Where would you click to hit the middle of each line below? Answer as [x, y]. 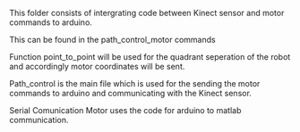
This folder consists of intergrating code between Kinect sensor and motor [147, 13]
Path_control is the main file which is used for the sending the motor [135, 83]
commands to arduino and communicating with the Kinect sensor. [131, 93]
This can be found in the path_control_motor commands [113, 40]
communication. [39, 120]
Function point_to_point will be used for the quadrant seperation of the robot [150, 57]
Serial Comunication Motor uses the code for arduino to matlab [125, 110]
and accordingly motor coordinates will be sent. [97, 66]
